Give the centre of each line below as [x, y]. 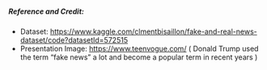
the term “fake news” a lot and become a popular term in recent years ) [139, 57]
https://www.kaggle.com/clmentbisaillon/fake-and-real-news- [153, 31]
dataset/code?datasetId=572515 [74, 39]
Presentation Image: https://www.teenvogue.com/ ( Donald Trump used [139, 48]
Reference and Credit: [47, 11]
